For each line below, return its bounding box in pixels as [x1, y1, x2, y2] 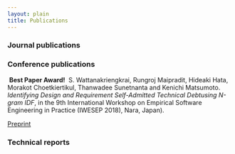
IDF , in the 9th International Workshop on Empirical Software [24, 98, 202, 106]
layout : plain [7, 10, 50, 18]
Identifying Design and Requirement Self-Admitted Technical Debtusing [7, 90, 217, 99]
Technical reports [7, 137, 70, 147]
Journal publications [7, 40, 80, 50]
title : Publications [7, 17, 69, 24]
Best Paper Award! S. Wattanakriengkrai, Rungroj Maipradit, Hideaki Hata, [9, 75, 229, 84]
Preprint [7, 119, 31, 128]
